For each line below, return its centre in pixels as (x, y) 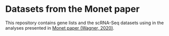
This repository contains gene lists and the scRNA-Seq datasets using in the (85, 23)
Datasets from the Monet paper (73, 9)
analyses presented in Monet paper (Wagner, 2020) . (60, 28)
